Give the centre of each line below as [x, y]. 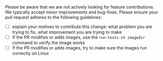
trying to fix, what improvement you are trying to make [67, 32]
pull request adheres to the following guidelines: [54, 17]
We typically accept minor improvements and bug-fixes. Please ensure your [81, 12]
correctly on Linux [30, 53]
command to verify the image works [48, 43]
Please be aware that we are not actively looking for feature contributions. [80, 7]
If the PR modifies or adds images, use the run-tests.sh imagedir [79, 37]
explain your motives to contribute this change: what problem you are [82, 27]
